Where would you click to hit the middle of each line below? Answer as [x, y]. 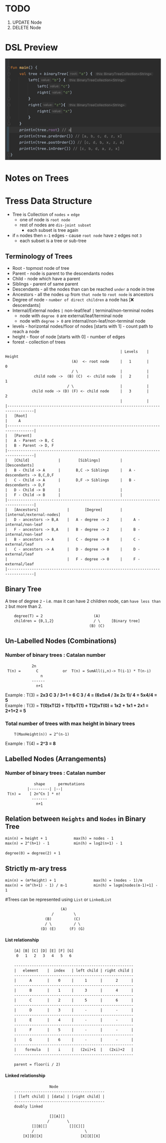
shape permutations [59, 784]
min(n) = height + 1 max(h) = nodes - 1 [59, 839]
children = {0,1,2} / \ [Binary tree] [77, 621]
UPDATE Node [27, 22]
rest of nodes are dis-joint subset [55, 225]
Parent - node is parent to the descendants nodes [63, 274]
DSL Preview [32, 48]
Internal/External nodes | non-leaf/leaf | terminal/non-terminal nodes [83, 311]
